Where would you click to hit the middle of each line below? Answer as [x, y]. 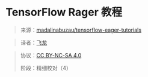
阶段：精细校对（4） [46, 68]
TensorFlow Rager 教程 [64, 12]
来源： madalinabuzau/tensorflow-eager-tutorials [81, 30]
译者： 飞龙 [34, 42]
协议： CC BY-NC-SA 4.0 [51, 55]
